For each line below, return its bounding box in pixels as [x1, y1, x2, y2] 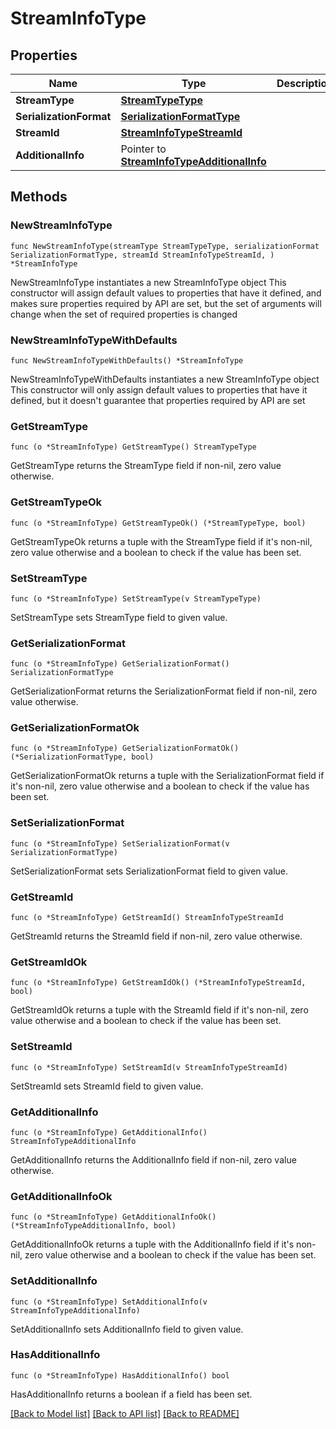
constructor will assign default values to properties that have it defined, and [10, 287, 322, 299]
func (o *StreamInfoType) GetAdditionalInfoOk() [10, 1212, 217, 1222]
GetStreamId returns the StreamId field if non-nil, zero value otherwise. [10, 930, 303, 942]
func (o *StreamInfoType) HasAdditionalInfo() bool [10, 1370, 230, 1381]
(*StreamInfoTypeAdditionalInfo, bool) [10, 1221, 177, 1231]
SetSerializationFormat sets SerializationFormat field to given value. [10, 865, 289, 877]
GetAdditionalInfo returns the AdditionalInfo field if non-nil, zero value [10, 1153, 297, 1166]
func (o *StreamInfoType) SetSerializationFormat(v [10, 838, 230, 849]
